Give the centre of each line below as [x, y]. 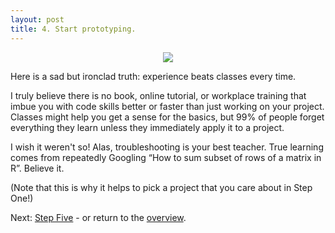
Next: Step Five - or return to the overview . [98, 217]
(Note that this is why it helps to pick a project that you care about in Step [161, 187]
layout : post [37, 19]
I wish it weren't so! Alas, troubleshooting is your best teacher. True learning [167, 147]
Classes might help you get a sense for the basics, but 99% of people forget [167, 117]
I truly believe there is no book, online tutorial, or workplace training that [158, 95]
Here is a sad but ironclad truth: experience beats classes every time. [153, 76]
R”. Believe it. [37, 168]
